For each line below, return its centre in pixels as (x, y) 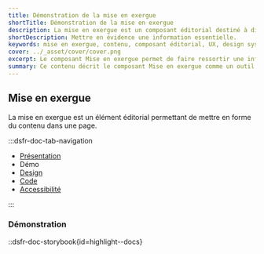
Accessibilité (40, 189)
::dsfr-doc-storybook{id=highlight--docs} (75, 241)
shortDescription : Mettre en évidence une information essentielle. (123, 37)
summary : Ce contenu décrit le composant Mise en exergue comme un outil (132, 67)
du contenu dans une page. (53, 125)
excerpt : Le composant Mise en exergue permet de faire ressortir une (126, 60)
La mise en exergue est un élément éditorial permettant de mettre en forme (130, 117)
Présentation (40, 156)
